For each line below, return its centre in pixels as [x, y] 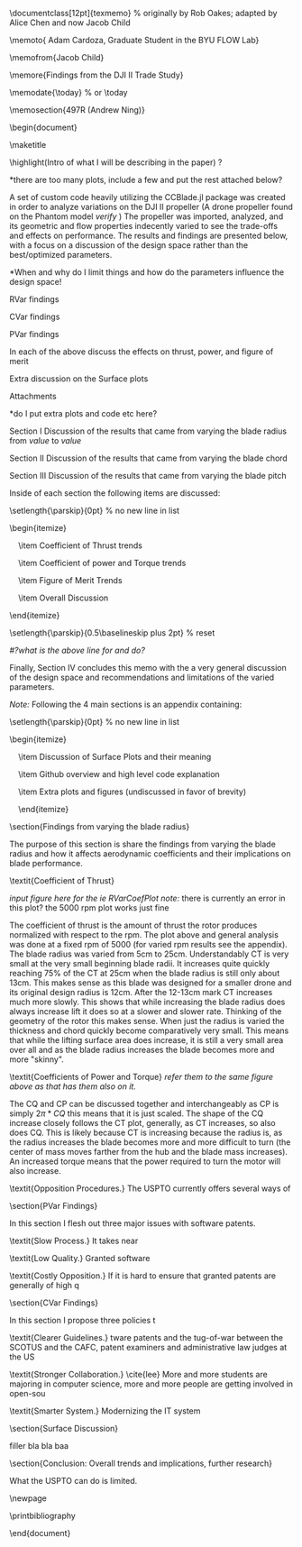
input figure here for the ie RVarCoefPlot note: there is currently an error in [147, 898]
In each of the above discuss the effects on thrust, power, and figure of [142, 352]
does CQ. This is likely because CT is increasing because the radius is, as [146, 1132]
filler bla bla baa [39, 1446]
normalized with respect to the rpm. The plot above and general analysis [144, 935]
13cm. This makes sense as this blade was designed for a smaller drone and [151, 983]
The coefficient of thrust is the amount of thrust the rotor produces [133, 925]
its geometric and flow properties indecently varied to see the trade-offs [143, 226]
